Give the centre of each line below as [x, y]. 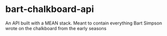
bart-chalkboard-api [50, 9]
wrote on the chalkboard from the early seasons [56, 28]
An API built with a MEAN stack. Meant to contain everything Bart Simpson [84, 23]
